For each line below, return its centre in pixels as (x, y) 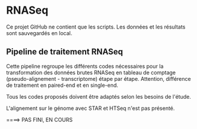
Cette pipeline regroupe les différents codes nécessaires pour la (85, 66)
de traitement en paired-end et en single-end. (62, 85)
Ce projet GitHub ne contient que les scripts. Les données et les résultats (96, 27)
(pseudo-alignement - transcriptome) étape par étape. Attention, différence (99, 78)
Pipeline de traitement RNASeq (65, 52)
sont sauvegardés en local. (39, 33)
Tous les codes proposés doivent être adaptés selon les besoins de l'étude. (99, 96)
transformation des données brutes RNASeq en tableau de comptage (91, 73)
